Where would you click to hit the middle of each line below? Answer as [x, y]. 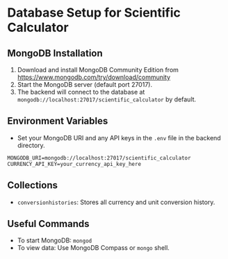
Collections [32, 185]
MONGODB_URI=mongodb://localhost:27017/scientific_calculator [99, 158]
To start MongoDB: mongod [55, 240]
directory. [31, 145]
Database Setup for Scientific [94, 13]
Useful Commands [48, 224]
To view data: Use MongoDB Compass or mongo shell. [93, 248]
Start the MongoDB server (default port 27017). [85, 84]
